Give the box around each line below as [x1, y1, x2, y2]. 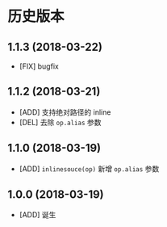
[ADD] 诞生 [19, 210, 56, 220]
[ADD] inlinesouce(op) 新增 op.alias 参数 [19, 163, 160, 174]
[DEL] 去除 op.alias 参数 [19, 117, 102, 127]
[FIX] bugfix [19, 61, 60, 71]
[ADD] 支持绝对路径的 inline [19, 107, 111, 117]
